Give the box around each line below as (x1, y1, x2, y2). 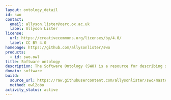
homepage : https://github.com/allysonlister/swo (5, 45, 110, 50)
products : (5, 49, 26, 55)
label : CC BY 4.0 (10, 40, 47, 45)
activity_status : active (5, 87, 58, 92)
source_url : (10, 78, 36, 83)
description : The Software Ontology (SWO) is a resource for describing (5, 64, 163, 69)
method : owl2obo (10, 82, 44, 87)
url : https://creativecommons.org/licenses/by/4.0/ (10, 36, 122, 41)
